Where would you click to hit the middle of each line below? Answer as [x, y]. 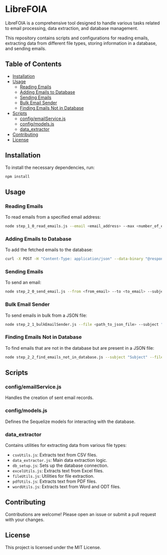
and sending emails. [26, 48]
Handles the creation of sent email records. [49, 398]
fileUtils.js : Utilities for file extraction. [53, 476]
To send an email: [23, 282]
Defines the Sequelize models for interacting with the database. [70, 421]
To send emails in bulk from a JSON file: [46, 315]
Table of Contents [34, 64]
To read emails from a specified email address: [53, 217]
